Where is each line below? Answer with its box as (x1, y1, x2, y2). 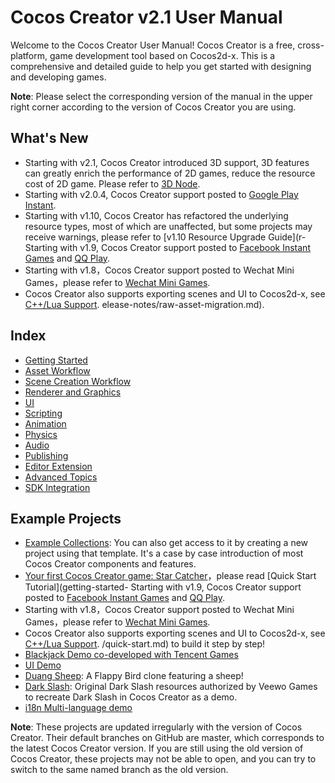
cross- (297, 39, 325, 51)
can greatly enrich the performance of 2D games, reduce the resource (24, 167, 316, 179)
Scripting (24, 407, 63, 419)
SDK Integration (24, 481, 91, 493)
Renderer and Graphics (24, 386, 122, 398)
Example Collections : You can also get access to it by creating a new (24, 537, 309, 549)
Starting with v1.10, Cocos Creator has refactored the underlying (24, 209, 289, 221)
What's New (10, 130, 89, 147)
